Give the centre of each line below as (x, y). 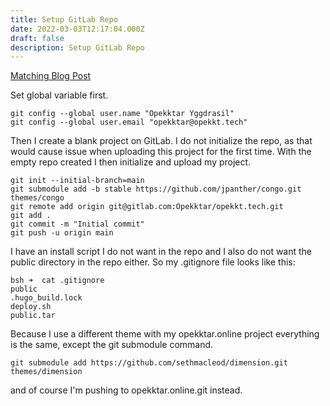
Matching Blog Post (51, 76)
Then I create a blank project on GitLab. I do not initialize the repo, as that (161, 141)
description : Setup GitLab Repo (77, 47)
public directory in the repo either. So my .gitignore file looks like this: (153, 262)
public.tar (33, 316)
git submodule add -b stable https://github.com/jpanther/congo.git (156, 189)
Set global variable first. (59, 95)
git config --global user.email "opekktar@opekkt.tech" (129, 122)
